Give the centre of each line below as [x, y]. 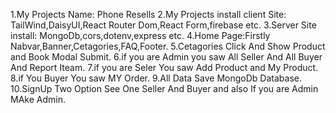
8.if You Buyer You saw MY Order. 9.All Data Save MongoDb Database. [156, 78]
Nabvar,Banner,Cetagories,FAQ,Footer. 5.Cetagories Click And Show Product [168, 46]
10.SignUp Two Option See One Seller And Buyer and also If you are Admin [164, 88]
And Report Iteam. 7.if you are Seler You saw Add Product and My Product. [164, 67]
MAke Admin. [38, 99]
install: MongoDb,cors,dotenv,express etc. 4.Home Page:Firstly [140, 35]
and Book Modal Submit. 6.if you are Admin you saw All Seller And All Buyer [166, 57]
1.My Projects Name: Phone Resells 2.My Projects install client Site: [148, 14]
